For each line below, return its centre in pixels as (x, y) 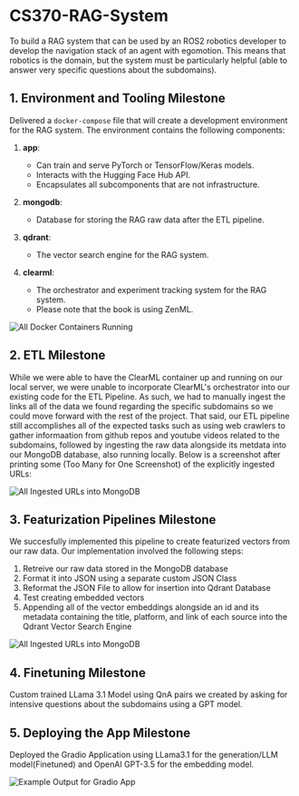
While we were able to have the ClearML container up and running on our (146, 377)
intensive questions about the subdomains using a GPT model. (126, 704)
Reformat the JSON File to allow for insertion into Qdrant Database (147, 588)
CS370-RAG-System (89, 16)
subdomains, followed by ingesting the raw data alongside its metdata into (148, 445)
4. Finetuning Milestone (78, 673)
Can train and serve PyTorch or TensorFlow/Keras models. (145, 165)
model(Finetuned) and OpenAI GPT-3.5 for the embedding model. (132, 764)
